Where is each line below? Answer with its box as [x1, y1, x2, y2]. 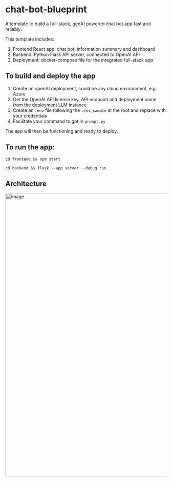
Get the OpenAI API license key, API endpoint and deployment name [12, 96, 157, 102]
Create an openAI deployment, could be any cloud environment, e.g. [12, 85, 157, 91]
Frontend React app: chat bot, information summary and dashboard [12, 46, 155, 52]
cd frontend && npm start [5, 157, 60, 162]
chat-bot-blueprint [5, 4, 87, 15]
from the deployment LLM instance [12, 102, 87, 108]
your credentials [12, 112, 48, 119]
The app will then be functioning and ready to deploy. [5, 128, 118, 134]
